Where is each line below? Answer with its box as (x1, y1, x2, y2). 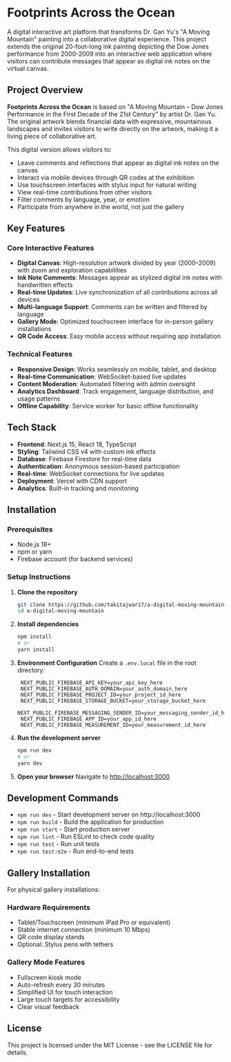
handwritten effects (17, 281, 73, 289)
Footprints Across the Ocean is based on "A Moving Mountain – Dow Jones (7, 102, 223, 111)
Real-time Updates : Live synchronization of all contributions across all (17, 288, 218, 297)
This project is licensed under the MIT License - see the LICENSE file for (7, 1041, 212, 1049)
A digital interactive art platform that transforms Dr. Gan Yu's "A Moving (7, 28, 210, 36)
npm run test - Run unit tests (17, 840, 100, 848)
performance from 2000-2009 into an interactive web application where (7, 50, 212, 58)
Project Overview (7, 84, 83, 96)
